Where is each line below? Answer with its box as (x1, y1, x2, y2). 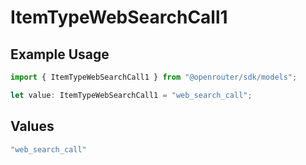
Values (10, 118, 55, 135)
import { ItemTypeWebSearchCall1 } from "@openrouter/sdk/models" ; (10, 72, 298, 82)
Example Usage (10, 46, 110, 63)
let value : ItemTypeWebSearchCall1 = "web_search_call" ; (10, 90, 253, 100)
